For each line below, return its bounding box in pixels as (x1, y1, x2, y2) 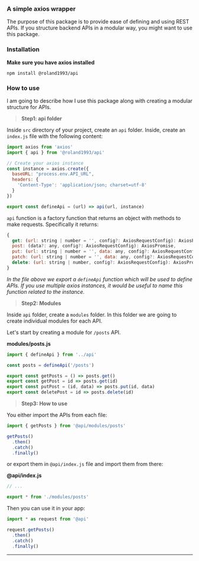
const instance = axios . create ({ (6, 166, 89, 172)
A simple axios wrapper (6, 5, 76, 13)
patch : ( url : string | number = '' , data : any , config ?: (12, 254, 155, 260)
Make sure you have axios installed (6, 58, 95, 66)
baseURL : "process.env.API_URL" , (12, 171, 94, 177)
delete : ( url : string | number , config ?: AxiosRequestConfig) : (12, 260, 171, 265)
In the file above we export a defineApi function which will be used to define (6, 275, 193, 283)
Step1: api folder (21, 114, 63, 122)
